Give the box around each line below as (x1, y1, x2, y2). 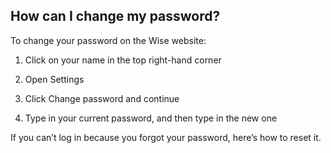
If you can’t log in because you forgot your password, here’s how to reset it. (10, 131, 322, 143)
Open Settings (24, 73, 85, 85)
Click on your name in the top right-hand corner (24, 54, 222, 66)
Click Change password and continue (24, 92, 180, 104)
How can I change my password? (10, 8, 221, 25)
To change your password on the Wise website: (10, 34, 207, 46)
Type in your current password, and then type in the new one (24, 112, 278, 124)
